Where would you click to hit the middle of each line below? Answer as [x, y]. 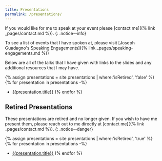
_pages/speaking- [115, 48]
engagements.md [23, 53]
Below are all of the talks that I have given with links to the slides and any [78, 62]
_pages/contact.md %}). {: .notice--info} [46, 33]
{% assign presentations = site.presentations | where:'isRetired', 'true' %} [79, 139]
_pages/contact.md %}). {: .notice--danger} [49, 129]
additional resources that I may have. [42, 68]
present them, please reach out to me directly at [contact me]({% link [75, 124]
